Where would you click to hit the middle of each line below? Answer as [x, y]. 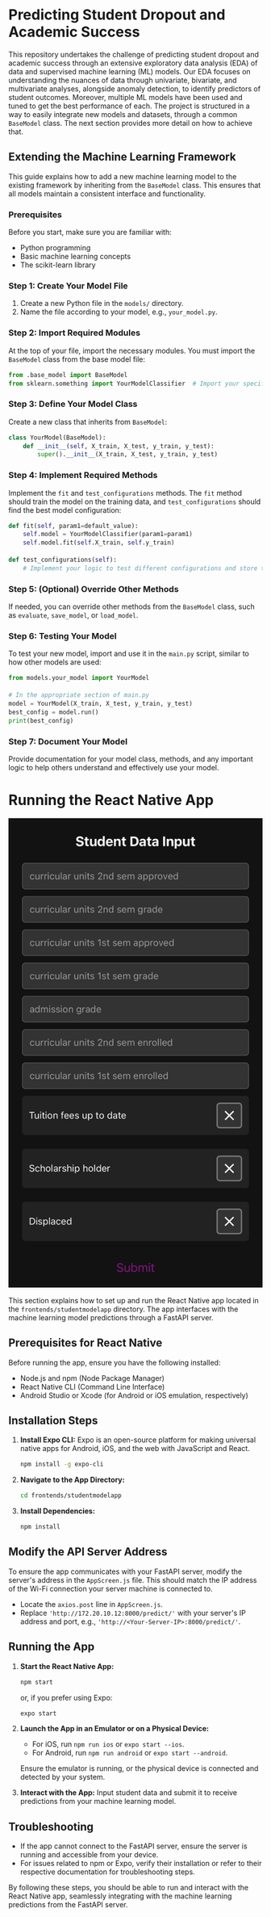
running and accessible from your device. [89, 1855]
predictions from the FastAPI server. [68, 1905]
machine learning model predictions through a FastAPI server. [111, 1317]
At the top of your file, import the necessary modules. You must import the [132, 350]
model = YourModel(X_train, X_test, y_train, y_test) [101, 704]
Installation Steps [53, 1421]
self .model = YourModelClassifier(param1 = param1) [108, 535]
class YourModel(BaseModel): [57, 438]
